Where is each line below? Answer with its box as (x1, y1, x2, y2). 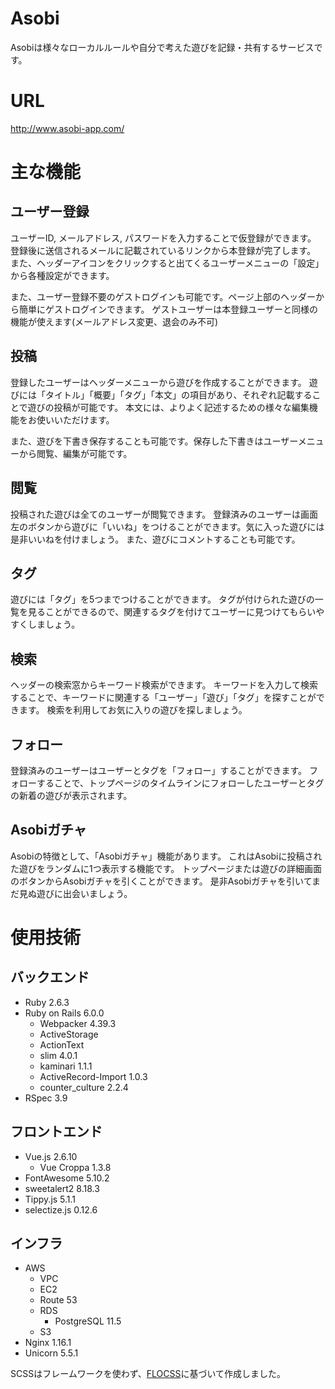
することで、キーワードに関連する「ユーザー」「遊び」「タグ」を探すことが (10, 692, 317, 704)
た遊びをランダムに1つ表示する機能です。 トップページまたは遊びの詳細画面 (10, 862, 322, 874)
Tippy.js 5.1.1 (24, 1193, 77, 1205)
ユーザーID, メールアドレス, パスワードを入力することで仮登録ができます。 (10, 232, 317, 244)
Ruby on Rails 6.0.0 (24, 1007, 105, 1019)
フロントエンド (10, 1123, 103, 1141)
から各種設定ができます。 (10, 269, 115, 281)
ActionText (39, 1038, 85, 1051)
